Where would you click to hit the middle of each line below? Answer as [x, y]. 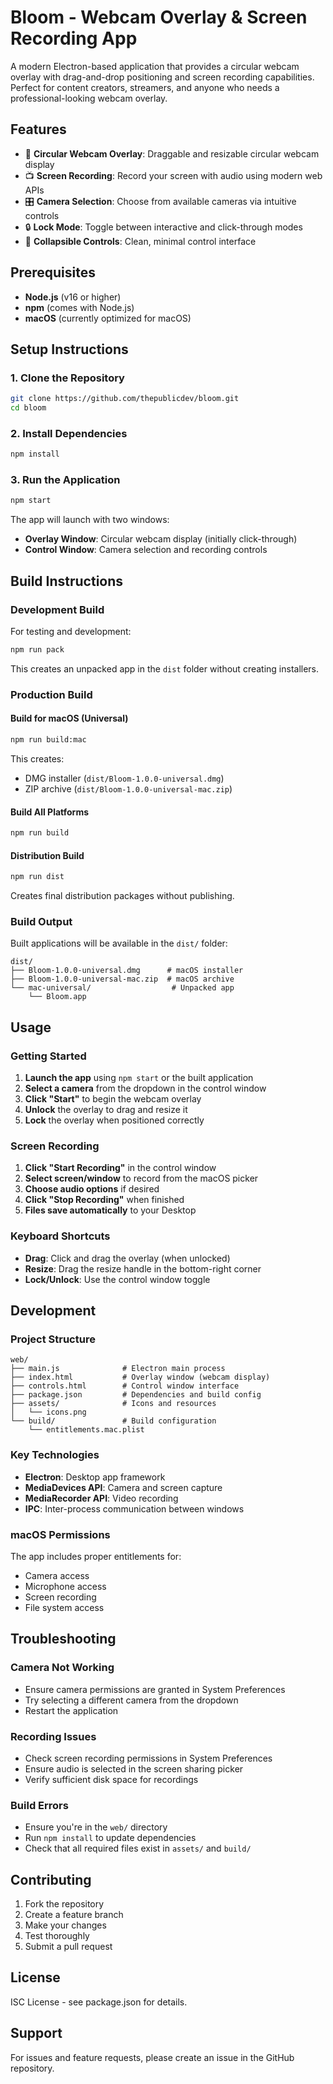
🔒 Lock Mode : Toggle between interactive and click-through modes [163, 227]
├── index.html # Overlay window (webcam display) [140, 1377]
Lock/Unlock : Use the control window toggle [117, 1279]
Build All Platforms [50, 812]
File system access [64, 1607]
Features [38, 129]
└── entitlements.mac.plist [86, 1430]
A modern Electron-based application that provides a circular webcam [155, 66]
